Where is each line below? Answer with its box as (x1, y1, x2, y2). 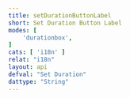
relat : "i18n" (8, 56, 55, 64)
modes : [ (8, 26, 37, 34)
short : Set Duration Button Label (8, 19, 123, 27)
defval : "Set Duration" (8, 70, 87, 78)
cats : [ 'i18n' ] (8, 48, 66, 56)
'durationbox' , (22, 33, 73, 42)
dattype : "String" (8, 77, 69, 85)
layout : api (8, 63, 48, 71)
